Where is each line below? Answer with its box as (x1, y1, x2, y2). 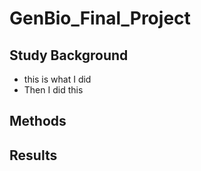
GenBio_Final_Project (9, 7, 191, 30)
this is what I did (23, 73, 92, 85)
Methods (9, 113, 67, 130)
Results (9, 147, 58, 164)
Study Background (9, 47, 129, 64)
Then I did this (23, 84, 84, 96)
